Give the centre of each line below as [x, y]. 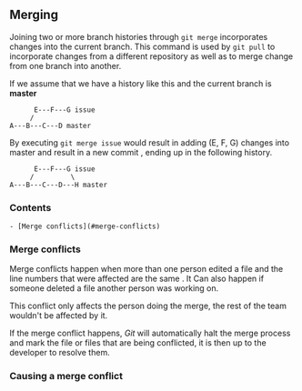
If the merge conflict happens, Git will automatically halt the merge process [150, 333]
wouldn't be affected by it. [59, 316]
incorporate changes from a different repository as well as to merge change [151, 56]
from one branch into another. [65, 65]
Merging [34, 15]
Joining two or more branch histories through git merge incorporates [139, 36]
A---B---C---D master [50, 125]
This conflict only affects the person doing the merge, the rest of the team [148, 306]
